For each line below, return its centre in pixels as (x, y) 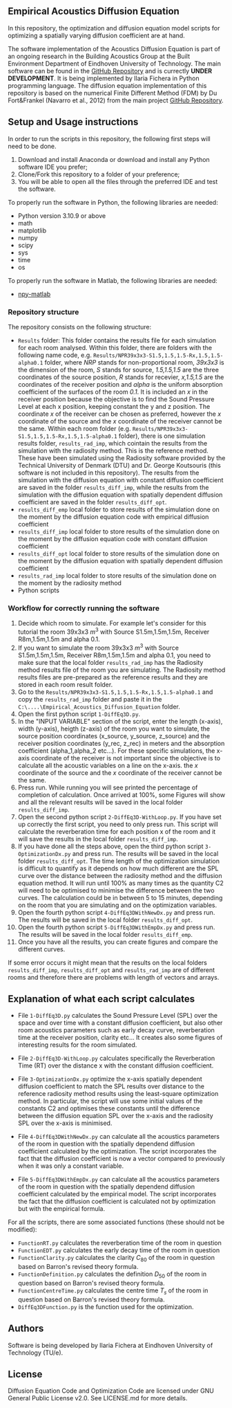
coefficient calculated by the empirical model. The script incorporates (117, 1194)
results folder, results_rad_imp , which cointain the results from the (113, 443)
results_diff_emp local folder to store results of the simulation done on (118, 509)
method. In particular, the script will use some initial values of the (110, 1101)
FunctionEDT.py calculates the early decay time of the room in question (119, 1250)
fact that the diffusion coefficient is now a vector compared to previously (121, 1159)
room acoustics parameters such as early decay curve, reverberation (116, 1030)
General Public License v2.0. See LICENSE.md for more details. (98, 1398)
